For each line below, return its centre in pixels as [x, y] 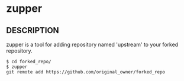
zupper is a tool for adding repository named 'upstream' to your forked [92, 44]
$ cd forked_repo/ [29, 61]
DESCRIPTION [33, 30]
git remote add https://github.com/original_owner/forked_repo [86, 72]
